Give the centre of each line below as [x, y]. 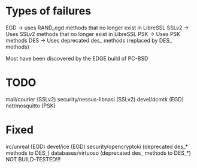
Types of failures [48, 11]
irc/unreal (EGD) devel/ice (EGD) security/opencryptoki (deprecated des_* [97, 146]
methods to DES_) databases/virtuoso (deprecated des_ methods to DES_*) [98, 153]
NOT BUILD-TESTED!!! [33, 159]
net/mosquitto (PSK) [31, 106]
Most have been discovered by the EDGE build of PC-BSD [77, 58]
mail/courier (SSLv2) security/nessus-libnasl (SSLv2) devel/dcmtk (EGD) [95, 99]
